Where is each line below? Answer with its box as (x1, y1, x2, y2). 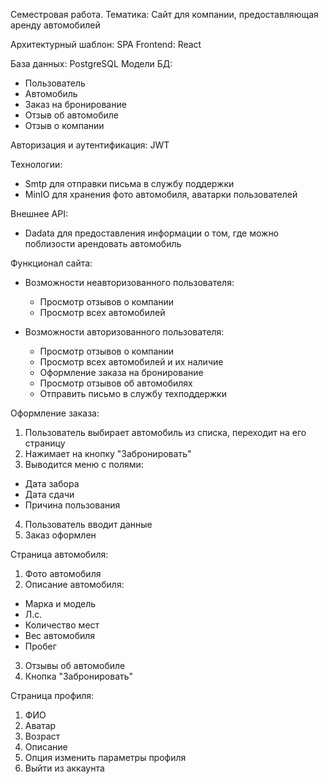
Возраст (24, 730, 61, 742)
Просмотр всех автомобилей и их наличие (39, 356, 224, 368)
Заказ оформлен (24, 529, 97, 541)
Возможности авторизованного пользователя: (24, 326, 225, 338)
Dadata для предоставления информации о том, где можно (24, 227, 280, 239)
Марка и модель (24, 598, 97, 609)
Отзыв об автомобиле (24, 109, 119, 121)
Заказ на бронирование (24, 99, 127, 110)
